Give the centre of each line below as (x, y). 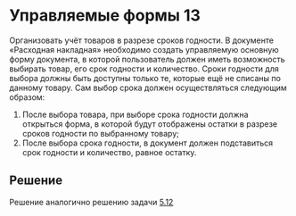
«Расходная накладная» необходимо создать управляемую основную (144, 49)
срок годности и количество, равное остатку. (109, 152)
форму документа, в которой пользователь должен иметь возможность (147, 59)
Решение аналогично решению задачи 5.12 (91, 202)
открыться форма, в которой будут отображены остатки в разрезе (150, 124)
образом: (27, 97)
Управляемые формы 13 (105, 16)
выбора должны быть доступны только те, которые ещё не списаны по (145, 78)
